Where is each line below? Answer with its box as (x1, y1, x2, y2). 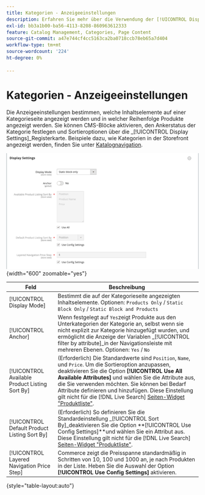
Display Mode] (9, 302, 46, 309)
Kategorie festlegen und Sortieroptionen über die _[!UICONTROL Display (6, 128, 189, 135)
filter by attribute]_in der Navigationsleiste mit (57, 340, 173, 347)
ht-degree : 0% (6, 55, 43, 61)
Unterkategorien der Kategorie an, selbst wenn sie (57, 320, 184, 327)
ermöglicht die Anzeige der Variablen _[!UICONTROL (57, 333, 190, 341)
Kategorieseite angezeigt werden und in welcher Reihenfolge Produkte (6, 115, 184, 122)
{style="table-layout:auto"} (6, 482, 74, 490)
